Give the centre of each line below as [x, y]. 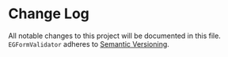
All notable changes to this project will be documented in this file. [115, 36]
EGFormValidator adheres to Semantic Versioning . [89, 44]
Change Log [49, 14]
